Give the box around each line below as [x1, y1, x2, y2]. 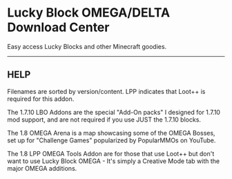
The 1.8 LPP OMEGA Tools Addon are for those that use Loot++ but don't [7, 149, 215, 158]
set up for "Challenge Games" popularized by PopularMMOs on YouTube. [7, 136, 216, 144]
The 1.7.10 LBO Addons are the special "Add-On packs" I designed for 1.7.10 [7, 108, 221, 116]
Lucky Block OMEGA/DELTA [7, 5, 171, 21]
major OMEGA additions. [7, 164, 77, 172]
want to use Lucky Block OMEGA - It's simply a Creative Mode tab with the [7, 157, 220, 165]
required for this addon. [7, 95, 75, 103]
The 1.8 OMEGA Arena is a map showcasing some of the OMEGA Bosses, [7, 129, 215, 137]
